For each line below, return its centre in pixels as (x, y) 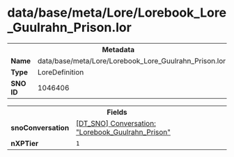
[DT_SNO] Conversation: (116, 123)
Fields (117, 112)
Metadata (118, 49)
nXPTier (25, 143)
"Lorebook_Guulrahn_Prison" (123, 132)
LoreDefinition (61, 72)
